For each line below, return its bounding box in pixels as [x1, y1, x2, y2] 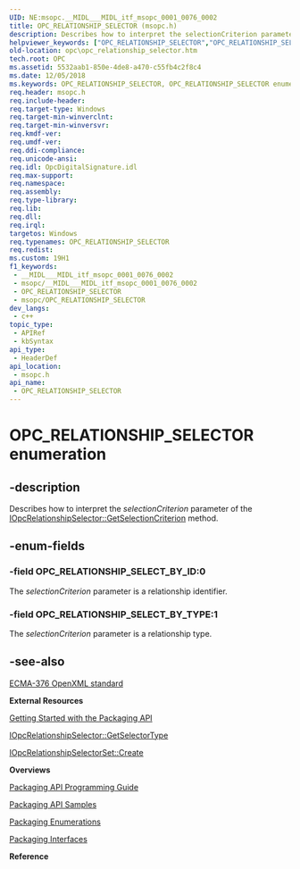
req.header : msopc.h [9, 88, 87, 96]
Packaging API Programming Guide [9, 781, 139, 792]
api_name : [9, 379, 46, 388]
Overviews [9, 765, 51, 775]
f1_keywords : [9, 263, 58, 272]
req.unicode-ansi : [9, 154, 78, 163]
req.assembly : [9, 188, 62, 196]
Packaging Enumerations [9, 816, 101, 827]
